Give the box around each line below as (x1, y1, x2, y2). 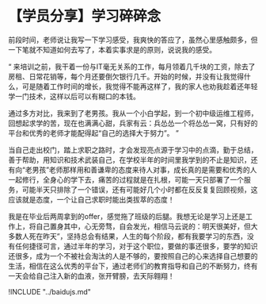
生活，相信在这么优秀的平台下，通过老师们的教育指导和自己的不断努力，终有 (8, 261, 258, 271)
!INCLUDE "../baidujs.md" (8, 287, 91, 296)
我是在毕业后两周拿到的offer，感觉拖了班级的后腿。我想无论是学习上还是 (8, 211, 246, 221)
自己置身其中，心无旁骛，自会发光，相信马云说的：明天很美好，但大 (35, 221, 258, 231)
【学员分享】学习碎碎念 (8, 7, 161, 25)
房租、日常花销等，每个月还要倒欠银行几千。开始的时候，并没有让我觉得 (8, 71, 244, 81)
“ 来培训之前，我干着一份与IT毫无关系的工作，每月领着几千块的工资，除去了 (8, 61, 256, 71)
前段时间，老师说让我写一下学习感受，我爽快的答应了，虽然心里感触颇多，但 (8, 35, 258, 44)
